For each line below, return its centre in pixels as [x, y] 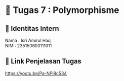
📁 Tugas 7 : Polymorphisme [62, 10]
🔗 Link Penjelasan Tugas [43, 61]
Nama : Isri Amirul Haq [28, 40]
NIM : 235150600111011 [28, 46]
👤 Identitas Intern [32, 29]
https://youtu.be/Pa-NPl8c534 [36, 73]
